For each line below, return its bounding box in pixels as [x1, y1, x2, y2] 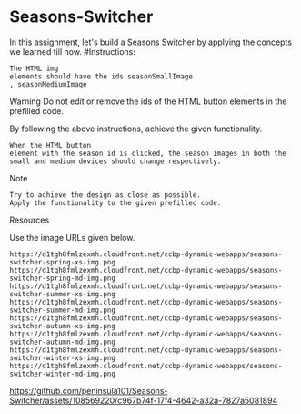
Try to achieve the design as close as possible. [9, 190, 202, 200]
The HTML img [9, 64, 59, 73]
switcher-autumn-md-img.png [9, 337, 116, 347]
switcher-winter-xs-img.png [9, 353, 116, 362]
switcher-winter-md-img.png [9, 369, 116, 378]
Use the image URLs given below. [9, 232, 135, 243]
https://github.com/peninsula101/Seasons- [9, 385, 168, 396]
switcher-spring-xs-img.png [9, 257, 116, 266]
